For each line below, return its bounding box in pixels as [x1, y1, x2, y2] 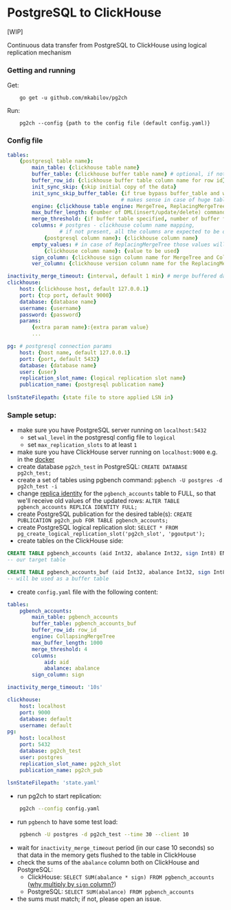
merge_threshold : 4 [32, 645, 88, 652]
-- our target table [7, 557, 67, 563]
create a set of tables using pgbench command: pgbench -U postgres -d [16, 476, 223, 484]
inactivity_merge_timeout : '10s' [7, 684, 103, 691]
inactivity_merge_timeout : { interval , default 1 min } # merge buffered [7, 273, 217, 280]
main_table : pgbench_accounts [32, 614, 118, 621]
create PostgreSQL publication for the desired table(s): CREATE [16, 510, 192, 518]
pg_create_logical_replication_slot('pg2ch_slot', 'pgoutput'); [16, 530, 206, 538]
